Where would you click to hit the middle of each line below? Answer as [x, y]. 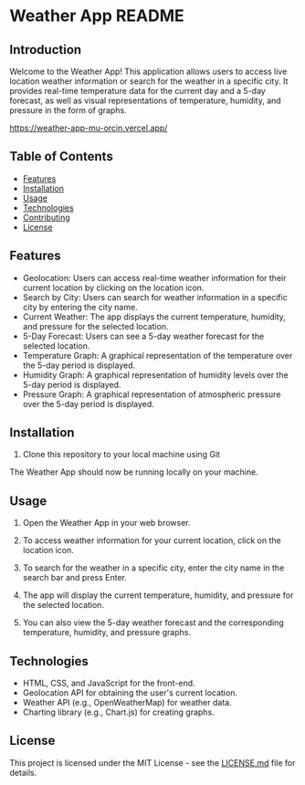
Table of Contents [62, 157]
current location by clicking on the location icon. [113, 288]
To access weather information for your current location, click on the [152, 540]
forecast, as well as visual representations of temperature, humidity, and [145, 100]
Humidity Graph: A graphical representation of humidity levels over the [156, 374]
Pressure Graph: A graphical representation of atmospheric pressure [152, 394]
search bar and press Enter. [75, 578]
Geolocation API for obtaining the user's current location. [130, 693]
